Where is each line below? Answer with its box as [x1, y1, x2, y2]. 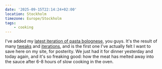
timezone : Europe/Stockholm [5, 16, 62, 21]
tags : [5, 20, 16, 26]
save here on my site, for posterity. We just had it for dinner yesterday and [5, 49, 153, 55]
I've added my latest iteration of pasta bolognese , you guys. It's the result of [5, 38, 158, 44]
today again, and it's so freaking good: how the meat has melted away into [5, 54, 154, 59]
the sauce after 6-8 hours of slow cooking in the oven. [5, 59, 114, 65]
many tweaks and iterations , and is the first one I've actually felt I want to [5, 43, 151, 49]
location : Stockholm [5, 12, 47, 16]
